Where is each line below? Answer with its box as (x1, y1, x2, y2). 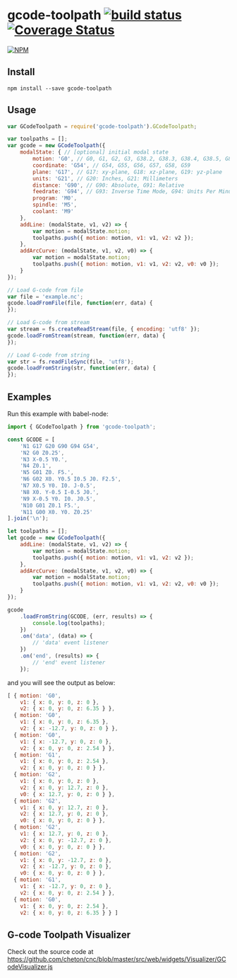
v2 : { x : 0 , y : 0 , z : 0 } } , (20, 764, 106, 771)
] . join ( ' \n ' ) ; (7, 515, 49, 522)
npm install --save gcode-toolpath (7, 85, 112, 92)
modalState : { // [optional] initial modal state (20, 149, 169, 156)
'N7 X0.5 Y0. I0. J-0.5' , (20, 482, 97, 489)
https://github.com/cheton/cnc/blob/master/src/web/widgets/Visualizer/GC (7, 955, 226, 964)
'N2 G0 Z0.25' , (20, 449, 65, 456)
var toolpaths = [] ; (7, 135, 68, 143)
